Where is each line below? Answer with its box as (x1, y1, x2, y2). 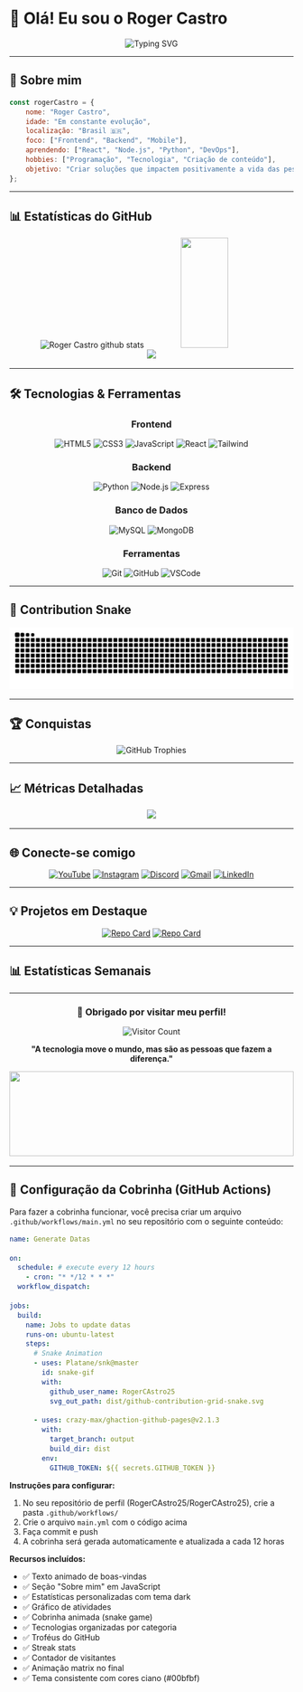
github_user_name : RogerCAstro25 (49, 1387, 176, 1396)
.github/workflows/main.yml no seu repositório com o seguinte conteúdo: (9, 1215, 284, 1226)
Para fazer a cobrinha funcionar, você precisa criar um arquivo (9, 1206, 242, 1217)
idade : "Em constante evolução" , (25, 117, 151, 126)
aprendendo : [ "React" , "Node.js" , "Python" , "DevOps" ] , (25, 146, 241, 155)
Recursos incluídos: (9, 1553, 86, 1564)
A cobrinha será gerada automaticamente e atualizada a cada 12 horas (22, 1536, 285, 1546)
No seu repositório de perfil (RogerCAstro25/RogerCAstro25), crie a (22, 1497, 275, 1508)
